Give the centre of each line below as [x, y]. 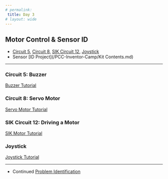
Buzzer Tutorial [21, 85]
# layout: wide [21, 19]
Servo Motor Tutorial [26, 109]
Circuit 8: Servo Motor [33, 98]
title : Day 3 [21, 15]
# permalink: [19, 10]
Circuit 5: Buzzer [26, 75]
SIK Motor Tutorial [24, 133]
